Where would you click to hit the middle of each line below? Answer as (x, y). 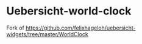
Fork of (15, 28)
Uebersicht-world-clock (69, 11)
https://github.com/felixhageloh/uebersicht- (80, 28)
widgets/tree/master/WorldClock (47, 34)
